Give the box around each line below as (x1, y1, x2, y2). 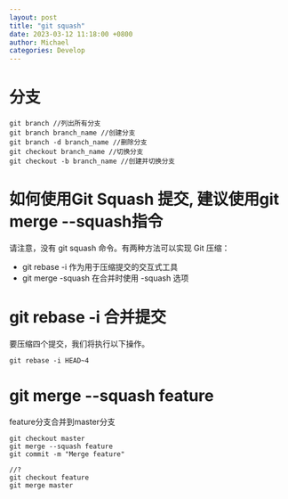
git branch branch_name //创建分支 (9, 128, 136, 138)
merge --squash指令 (9, 211, 164, 232)
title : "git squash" (9, 21, 86, 30)
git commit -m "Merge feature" (9, 449, 125, 459)
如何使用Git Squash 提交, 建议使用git (9, 189, 280, 209)
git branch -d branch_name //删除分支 (9, 138, 148, 147)
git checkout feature (9, 473, 90, 482)
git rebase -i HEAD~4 (9, 356, 90, 365)
